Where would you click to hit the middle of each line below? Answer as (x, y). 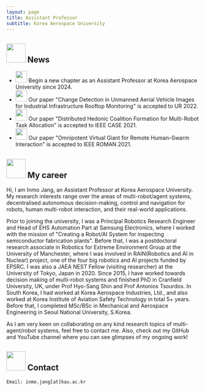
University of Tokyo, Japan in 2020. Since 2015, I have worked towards (96, 273)
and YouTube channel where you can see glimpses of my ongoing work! (97, 337)
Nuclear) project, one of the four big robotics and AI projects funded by (96, 260)
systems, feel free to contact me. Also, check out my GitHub (114, 330)
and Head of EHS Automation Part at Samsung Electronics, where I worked (101, 228)
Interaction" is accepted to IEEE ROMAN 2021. (73, 144)
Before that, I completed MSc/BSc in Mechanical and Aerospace (87, 306)
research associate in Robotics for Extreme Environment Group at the (94, 247)
